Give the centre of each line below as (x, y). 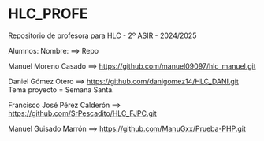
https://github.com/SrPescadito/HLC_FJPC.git (83, 113)
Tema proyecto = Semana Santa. (61, 89)
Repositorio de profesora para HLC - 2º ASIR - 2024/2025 (102, 35)
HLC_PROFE (48, 14)
